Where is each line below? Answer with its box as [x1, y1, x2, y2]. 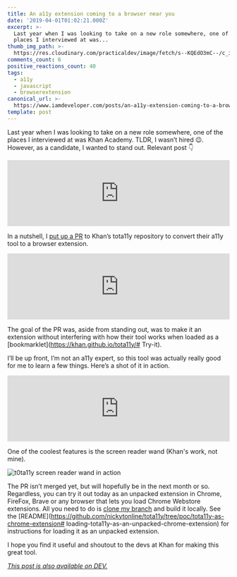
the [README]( [7, 511, 51, 520]
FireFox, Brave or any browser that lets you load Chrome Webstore [7, 497, 201, 505]
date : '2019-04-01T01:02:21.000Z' [7, 17, 109, 24]
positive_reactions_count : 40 [7, 63, 97, 70]
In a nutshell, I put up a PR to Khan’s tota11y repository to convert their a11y [7, 232, 224, 240]
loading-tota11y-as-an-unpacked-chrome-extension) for [66, 519, 229, 528]
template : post [7, 108, 52, 116]
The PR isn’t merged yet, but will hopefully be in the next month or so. [7, 482, 210, 490]
